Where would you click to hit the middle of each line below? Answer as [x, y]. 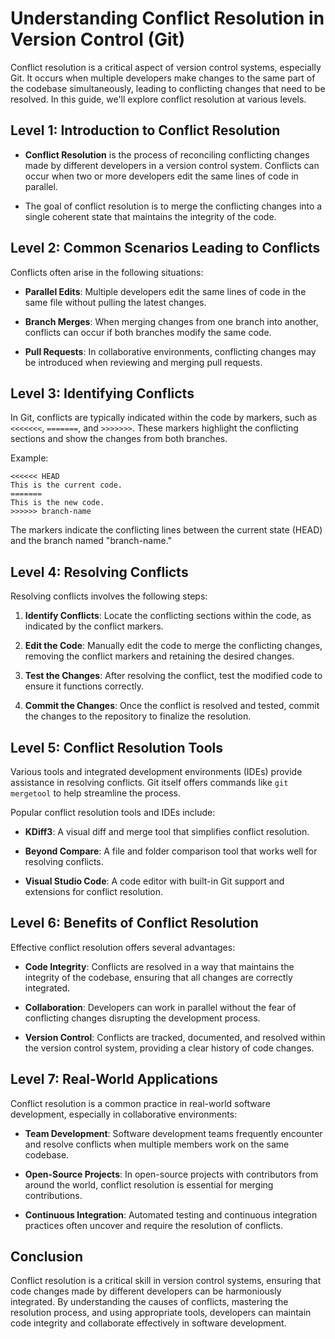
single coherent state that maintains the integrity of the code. [150, 216]
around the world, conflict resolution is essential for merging [149, 1184]
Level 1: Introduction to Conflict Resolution [145, 130]
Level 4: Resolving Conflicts [99, 572]
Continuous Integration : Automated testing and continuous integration [171, 1214]
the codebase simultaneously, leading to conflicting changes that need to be [168, 88]
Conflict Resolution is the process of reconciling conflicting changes [167, 154]
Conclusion [47, 1257]
